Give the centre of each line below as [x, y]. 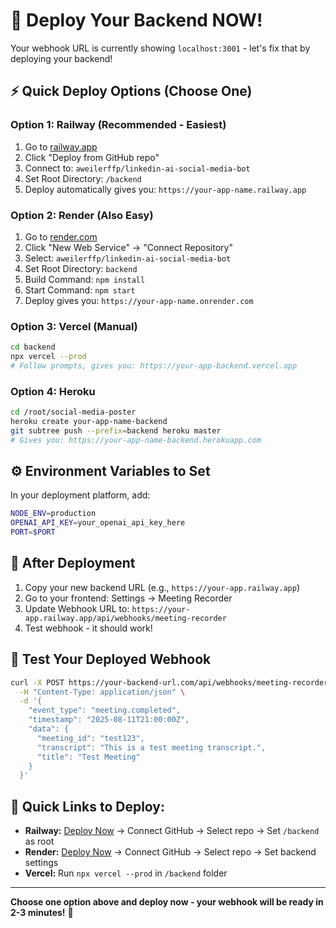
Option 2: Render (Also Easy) [82, 215]
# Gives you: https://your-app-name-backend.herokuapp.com [136, 440]
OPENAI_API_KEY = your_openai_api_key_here [98, 523]
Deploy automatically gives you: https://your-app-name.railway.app [165, 189]
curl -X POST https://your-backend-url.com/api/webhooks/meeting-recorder [169, 682]
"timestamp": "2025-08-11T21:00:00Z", [109, 720]
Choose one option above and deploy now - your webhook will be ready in [167, 902]
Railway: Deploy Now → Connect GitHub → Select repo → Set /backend [172, 831]
